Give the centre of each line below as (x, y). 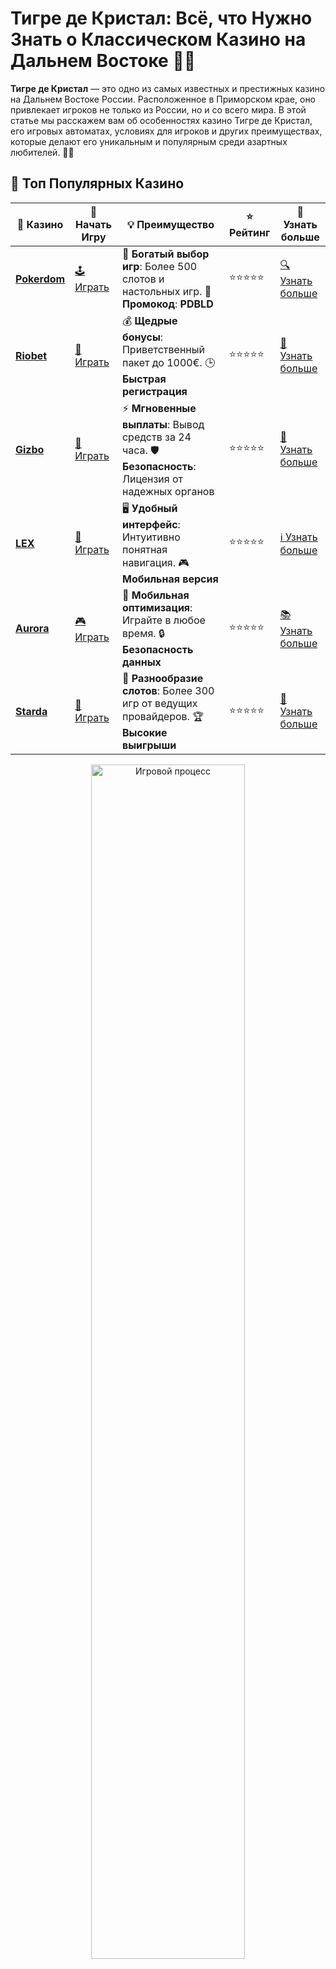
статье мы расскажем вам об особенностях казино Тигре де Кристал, (161, 120)
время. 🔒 (143, 633)
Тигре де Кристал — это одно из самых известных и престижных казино (168, 88)
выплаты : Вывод (163, 424)
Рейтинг (250, 233)
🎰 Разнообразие (162, 678)
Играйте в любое (163, 620)
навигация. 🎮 (155, 562)
